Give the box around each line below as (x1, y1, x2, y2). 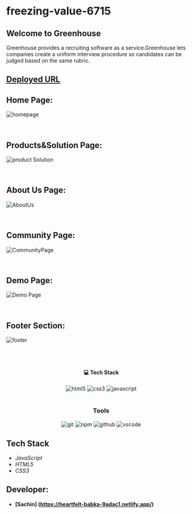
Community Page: (6, 230, 75, 240)
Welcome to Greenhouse (6, 28, 101, 39)
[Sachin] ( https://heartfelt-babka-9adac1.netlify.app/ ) (14, 500, 154, 507)
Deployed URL (6, 74, 61, 85)
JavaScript (14, 454, 43, 462)
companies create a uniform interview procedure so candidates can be (6, 51, 182, 58)
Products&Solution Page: (6, 140, 102, 150)
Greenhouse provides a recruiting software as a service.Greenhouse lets (6, 44, 186, 51)
